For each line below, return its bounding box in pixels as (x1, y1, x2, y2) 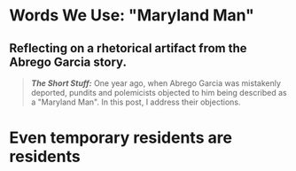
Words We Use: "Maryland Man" (9, 5, 255, 26)
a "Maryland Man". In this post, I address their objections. (30, 97, 241, 107)
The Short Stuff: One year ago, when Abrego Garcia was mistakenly (30, 78, 282, 89)
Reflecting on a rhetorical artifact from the (9, 41, 247, 56)
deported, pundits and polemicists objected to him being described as (30, 88, 287, 97)
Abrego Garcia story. (9, 54, 127, 69)
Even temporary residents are (9, 128, 233, 148)
